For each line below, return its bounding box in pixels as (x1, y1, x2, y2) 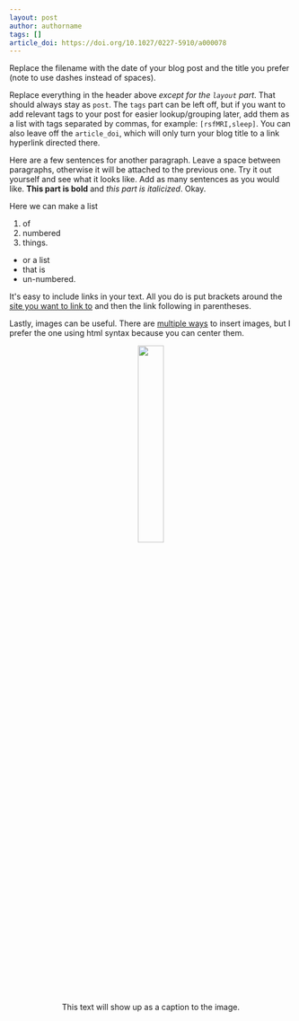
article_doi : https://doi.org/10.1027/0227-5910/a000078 (9, 38, 227, 48)
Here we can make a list (9, 201, 99, 212)
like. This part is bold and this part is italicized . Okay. (9, 183, 207, 194)
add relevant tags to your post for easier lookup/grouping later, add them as (9, 109, 290, 119)
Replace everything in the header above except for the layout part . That (9, 90, 276, 101)
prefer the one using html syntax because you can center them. (9, 328, 245, 339)
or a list (22, 255, 50, 266)
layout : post (9, 13, 58, 22)
